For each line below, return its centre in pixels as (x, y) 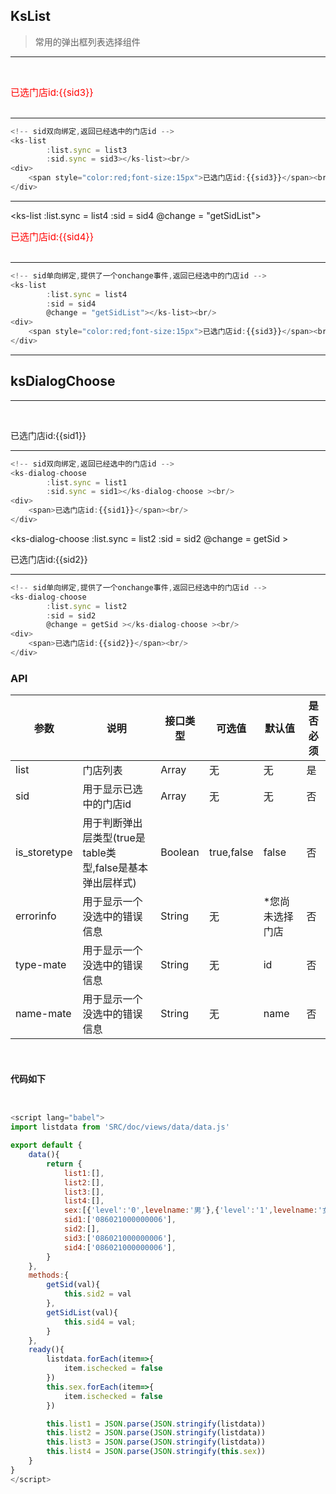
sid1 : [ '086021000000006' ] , (120, 1220)
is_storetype (44, 852)
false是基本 (121, 868)
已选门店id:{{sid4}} (52, 236)
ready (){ (46, 1350)
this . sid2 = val (97, 1294)
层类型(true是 (114, 838)
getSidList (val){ (82, 1312)
